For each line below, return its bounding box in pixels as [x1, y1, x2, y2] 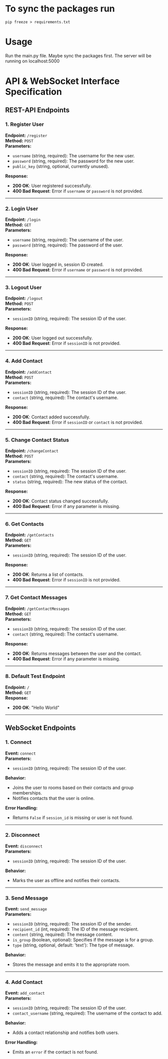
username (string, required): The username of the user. [12, 237, 123, 243]
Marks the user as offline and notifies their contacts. [12, 877, 120, 883]
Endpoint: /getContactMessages [5, 605, 70, 611]
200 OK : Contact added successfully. [12, 413, 90, 420]
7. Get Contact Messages [5, 594, 67, 601]
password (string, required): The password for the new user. [12, 158, 135, 164]
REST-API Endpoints [5, 106, 70, 114]
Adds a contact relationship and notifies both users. [12, 1029, 119, 1035]
